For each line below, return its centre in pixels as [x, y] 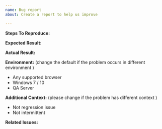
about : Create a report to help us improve [52, 14]
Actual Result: [20, 52]
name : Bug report [23, 10]
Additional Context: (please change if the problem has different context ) [81, 97]
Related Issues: [22, 122]
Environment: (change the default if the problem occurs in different [75, 62]
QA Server [23, 87]
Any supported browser [37, 77]
